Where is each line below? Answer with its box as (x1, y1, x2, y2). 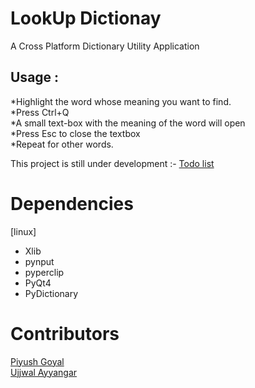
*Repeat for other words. (10, 138, 114, 150)
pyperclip (24, 266, 65, 278)
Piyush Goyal (10, 355, 65, 367)
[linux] (10, 225, 37, 237)
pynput (24, 255, 55, 267)
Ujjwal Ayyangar (10, 366, 78, 378)
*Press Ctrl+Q (10, 106, 70, 118)
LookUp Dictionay (10, 7, 162, 30)
